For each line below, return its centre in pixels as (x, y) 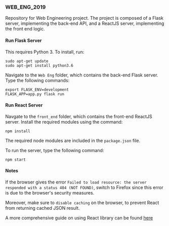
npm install (18, 131)
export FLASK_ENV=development (37, 90)
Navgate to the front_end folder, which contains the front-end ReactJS (79, 116)
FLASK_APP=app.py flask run (35, 94)
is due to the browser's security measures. (50, 193)
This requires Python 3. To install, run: (45, 52)
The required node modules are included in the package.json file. (73, 140)
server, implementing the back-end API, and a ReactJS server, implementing (85, 23)
